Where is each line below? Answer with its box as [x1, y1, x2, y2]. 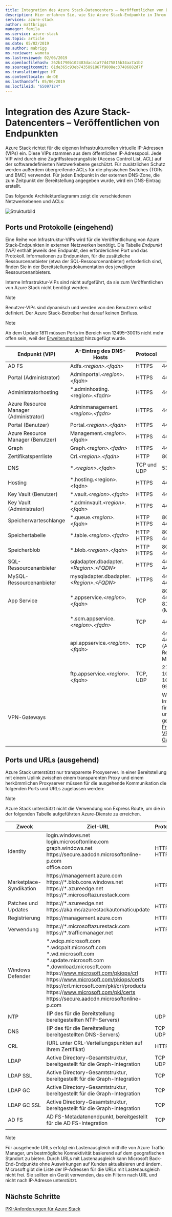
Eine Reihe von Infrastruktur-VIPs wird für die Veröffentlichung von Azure [5, 236, 160, 243]
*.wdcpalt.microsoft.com [46, 944, 106, 951]
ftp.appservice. [70, 670, 106, 677]
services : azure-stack [5, 17, 54, 22]
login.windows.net [46, 832, 91, 839]
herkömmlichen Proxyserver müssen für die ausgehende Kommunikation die [5, 780, 167, 786]
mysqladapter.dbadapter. [70, 573, 131, 580]
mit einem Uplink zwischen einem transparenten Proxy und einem [5, 775, 144, 781]
